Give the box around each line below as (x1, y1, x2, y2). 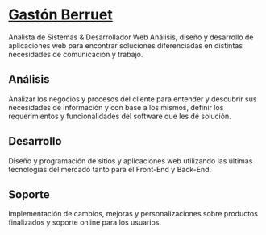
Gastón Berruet (8, 6, 113, 24)
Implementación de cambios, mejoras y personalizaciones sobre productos (8, 209, 258, 219)
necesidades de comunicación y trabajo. (8, 49, 143, 59)
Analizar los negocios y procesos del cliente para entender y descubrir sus (8, 94, 257, 104)
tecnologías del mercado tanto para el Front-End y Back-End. (8, 164, 212, 174)
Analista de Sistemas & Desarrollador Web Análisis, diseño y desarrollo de (8, 32, 254, 42)
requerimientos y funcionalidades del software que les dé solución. (8, 111, 231, 121)
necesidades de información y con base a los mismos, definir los (8, 102, 224, 112)
